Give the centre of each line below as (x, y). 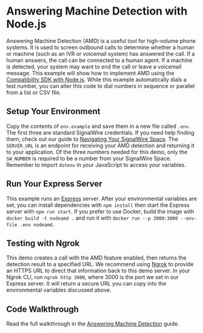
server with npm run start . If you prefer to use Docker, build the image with (100, 211)
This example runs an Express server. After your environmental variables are (101, 198)
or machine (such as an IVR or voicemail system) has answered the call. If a (101, 53)
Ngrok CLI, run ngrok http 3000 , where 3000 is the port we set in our (92, 277)
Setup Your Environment (53, 111)
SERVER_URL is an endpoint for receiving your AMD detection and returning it (101, 145)
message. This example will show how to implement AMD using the (90, 73)
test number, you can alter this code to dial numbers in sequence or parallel (101, 86)
